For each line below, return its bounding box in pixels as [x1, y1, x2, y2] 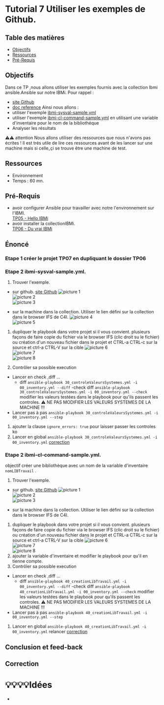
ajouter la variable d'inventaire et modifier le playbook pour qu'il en [12, 553, 148, 559]
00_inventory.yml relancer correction [12, 629, 88, 635]
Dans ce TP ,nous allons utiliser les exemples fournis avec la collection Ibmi [5, 84, 158, 90]
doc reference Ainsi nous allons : [12, 104, 79, 110]
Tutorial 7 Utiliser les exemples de [5, 3, 146, 15]
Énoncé [5, 240, 29, 248]
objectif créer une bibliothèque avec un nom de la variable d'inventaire [5, 462, 148, 468]
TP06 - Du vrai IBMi [12, 226, 53, 232]
